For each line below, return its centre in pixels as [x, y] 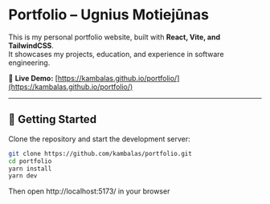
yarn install [30, 169]
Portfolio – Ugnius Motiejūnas [108, 15]
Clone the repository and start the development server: [99, 139]
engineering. [29, 63]
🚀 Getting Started [53, 119]
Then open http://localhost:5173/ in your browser [89, 191]
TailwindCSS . [31, 45]
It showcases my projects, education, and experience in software [116, 54]
